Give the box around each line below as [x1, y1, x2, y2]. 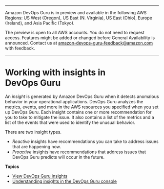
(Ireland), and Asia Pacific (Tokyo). [5, 20, 75, 26]
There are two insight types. [5, 129, 62, 135]
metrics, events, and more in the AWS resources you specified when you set [5, 104, 159, 110]
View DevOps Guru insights [12, 173, 67, 179]
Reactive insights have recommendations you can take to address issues [12, 138, 159, 144]
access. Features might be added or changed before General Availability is [5, 35, 155, 41]
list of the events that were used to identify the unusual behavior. [5, 119, 136, 125]
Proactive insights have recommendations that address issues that [12, 149, 146, 155]
